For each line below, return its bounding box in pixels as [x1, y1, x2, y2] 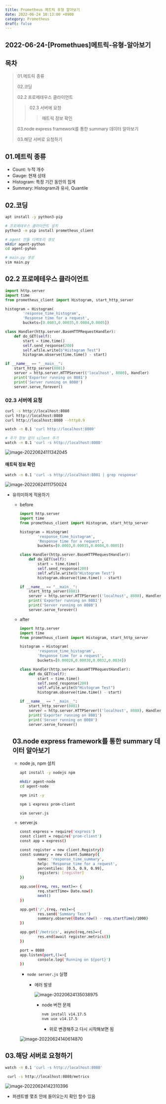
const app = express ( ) [19, 839, 67, 844]
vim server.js [19, 811, 49, 816]
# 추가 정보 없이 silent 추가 [5, 436, 59, 441]
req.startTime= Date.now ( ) [37, 889, 93, 894]
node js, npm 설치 [19, 760, 56, 767]
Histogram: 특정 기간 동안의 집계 [12, 179, 76, 185]
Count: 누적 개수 [12, 167, 44, 173]
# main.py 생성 [5, 255, 35, 260]
